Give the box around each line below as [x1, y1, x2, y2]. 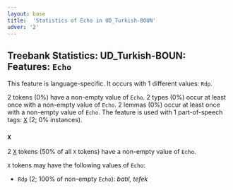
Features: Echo [7, 61, 72, 73]
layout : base [7, 10, 46, 18]
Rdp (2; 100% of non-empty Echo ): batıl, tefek [17, 174, 148, 184]
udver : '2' [7, 23, 40, 30]
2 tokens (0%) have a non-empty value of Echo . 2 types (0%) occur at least [7, 93, 226, 102]
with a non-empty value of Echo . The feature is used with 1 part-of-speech [7, 108, 223, 117]
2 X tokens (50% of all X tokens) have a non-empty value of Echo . [7, 148, 196, 156]
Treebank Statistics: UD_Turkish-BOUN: [7, 49, 186, 61]
